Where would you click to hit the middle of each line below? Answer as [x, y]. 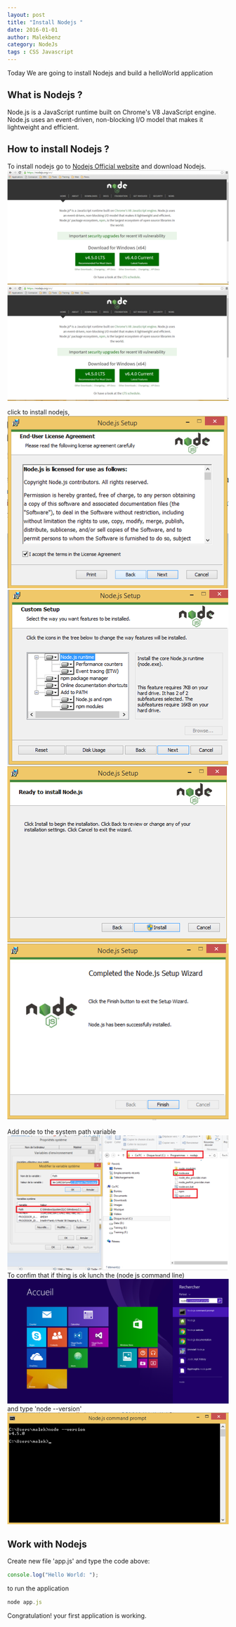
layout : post [26, 15]
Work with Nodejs [47, 1544]
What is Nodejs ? [45, 95]
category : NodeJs [33, 45]
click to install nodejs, [39, 412]
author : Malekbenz [34, 37]
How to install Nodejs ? [59, 149]
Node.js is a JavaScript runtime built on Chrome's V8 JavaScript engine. [112, 112]
